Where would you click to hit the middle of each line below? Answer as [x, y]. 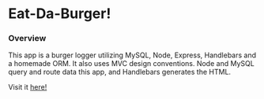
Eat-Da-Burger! [60, 14]
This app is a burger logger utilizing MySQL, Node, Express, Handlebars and [132, 55]
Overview [27, 38]
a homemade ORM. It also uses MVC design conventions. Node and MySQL [131, 64]
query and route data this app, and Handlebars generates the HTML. [120, 72]
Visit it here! [28, 87]
